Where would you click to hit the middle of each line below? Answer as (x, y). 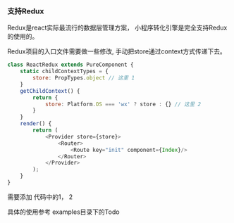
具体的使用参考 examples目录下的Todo (63, 212)
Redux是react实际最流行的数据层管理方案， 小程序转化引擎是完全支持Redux (117, 28)
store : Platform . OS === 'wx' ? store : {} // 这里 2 (123, 104)
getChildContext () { (50, 91)
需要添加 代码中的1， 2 (40, 197)
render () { (36, 124)
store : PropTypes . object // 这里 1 (84, 78)
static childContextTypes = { (64, 72)
